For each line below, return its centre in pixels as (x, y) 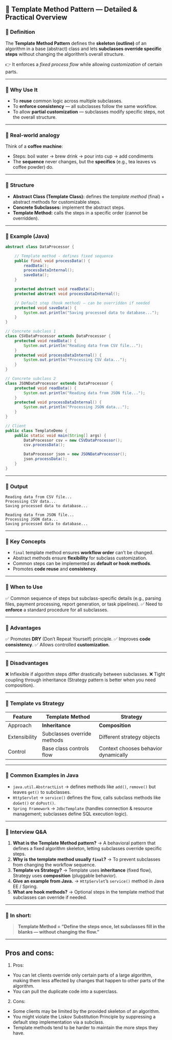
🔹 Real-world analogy (33, 135)
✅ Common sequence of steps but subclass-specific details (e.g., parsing (83, 598)
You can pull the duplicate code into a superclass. (65, 991)
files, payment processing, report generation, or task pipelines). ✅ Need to (84, 604)
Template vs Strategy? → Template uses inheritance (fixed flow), (82, 870)
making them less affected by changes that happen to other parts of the (89, 981)
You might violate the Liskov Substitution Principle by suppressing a (84, 1017)
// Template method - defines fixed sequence (64, 256)
